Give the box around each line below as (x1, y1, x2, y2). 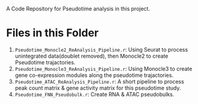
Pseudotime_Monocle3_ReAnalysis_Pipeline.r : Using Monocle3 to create (14, 65, 193, 72)
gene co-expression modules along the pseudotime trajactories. (14, 72, 174, 79)
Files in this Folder (6, 26, 99, 40)
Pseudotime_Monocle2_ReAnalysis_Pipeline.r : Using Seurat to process (14, 46, 188, 53)
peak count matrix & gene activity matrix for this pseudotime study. (14, 84, 181, 91)
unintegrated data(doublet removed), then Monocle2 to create (14, 52, 169, 60)
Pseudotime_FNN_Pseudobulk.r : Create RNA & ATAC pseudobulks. (14, 90, 175, 98)
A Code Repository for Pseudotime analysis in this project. (6, 5, 150, 12)
